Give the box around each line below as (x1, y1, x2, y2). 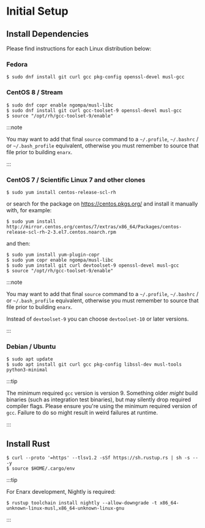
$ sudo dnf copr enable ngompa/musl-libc (6, 102, 114, 108)
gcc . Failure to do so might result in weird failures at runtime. (6, 409, 158, 417)
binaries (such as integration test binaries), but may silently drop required (6, 396, 192, 403)
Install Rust (6, 439, 50, 449)
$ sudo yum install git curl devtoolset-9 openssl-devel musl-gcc (6, 262, 179, 269)
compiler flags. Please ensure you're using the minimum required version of (6, 403, 198, 410)
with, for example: (6, 206, 52, 214)
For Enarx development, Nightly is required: (6, 488, 116, 495)
